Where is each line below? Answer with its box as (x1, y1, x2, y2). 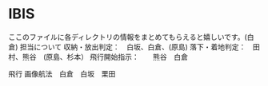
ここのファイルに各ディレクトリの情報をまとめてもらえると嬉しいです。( (8, 32, 248, 41)
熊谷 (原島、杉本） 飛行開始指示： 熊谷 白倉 (22, 52, 189, 61)
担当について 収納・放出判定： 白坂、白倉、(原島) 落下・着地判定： (19, 41, 246, 52)
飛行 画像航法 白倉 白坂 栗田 (8, 68, 116, 78)
